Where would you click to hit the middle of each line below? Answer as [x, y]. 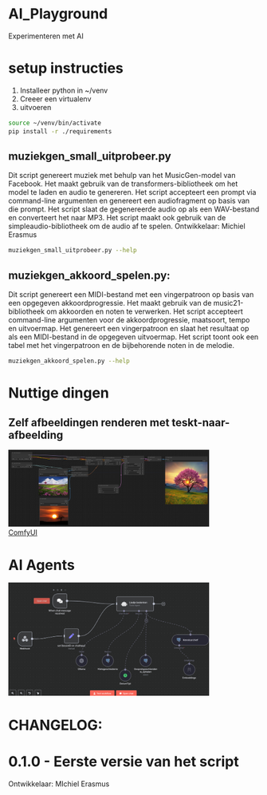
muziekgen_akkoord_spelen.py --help [69, 361]
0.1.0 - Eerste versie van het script [124, 762]
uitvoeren [35, 107]
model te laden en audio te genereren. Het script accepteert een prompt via [132, 192]
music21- [228, 303]
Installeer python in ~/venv [64, 90]
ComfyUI [23, 532]
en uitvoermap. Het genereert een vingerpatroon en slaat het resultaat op [129, 329]
